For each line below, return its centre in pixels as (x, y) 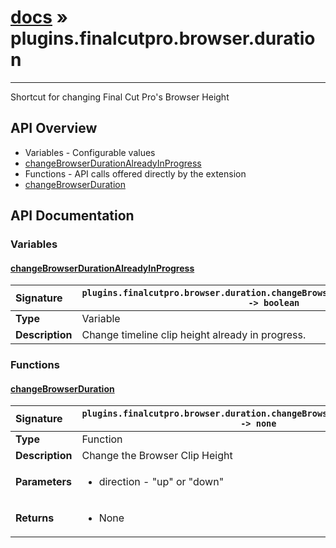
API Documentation (72, 216)
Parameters (43, 482)
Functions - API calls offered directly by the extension (135, 173)
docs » (39, 17)
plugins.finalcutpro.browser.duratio (163, 38)
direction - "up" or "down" (161, 482)
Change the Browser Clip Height (157, 456)
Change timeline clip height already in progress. (194, 335)
